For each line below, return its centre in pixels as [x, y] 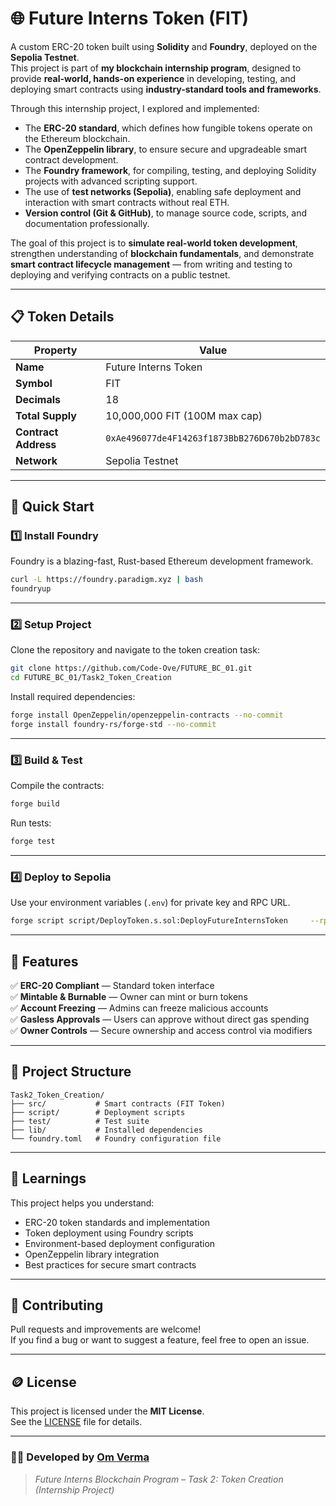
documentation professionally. [87, 223]
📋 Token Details [62, 317]
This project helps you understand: [82, 1203]
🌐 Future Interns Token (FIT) [130, 18]
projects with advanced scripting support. [111, 181]
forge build [35, 804]
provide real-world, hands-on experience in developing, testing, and [153, 78]
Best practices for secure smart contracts [110, 1264]
